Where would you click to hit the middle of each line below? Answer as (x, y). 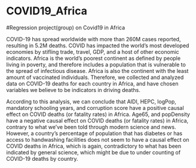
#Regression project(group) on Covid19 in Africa (66, 28)
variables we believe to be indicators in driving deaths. (73, 90)
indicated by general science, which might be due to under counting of (94, 152)
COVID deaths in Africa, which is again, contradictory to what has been (94, 146)
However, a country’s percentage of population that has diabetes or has (94, 133)
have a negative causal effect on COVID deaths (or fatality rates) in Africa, (97, 120)
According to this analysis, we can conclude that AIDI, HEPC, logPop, (91, 101)
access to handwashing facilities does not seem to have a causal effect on (98, 139)
